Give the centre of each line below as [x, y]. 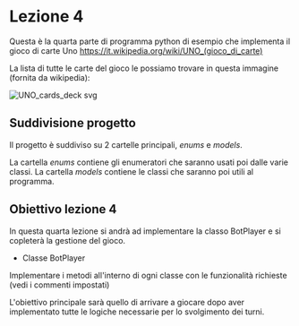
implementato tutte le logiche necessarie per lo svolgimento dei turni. [137, 312]
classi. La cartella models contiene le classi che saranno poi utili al [131, 171]
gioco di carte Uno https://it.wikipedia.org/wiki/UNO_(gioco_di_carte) [136, 50]
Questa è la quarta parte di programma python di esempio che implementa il [150, 41]
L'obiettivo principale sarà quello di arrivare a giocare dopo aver [127, 302]
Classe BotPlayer [54, 258]
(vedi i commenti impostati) [60, 285]
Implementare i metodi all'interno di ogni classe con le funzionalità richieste [149, 275]
